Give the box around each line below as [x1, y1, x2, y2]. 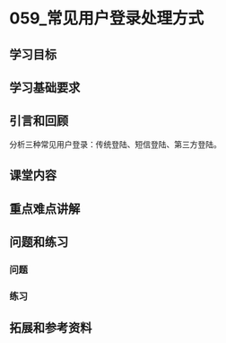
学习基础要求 [9, 80, 81, 95]
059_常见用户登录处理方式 [9, 8, 204, 29]
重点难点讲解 [9, 201, 81, 216]
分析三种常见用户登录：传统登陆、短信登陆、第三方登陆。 [9, 138, 222, 149]
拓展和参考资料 [9, 321, 92, 336]
